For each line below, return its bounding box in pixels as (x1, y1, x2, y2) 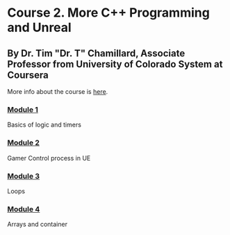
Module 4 (7, 204, 40, 213)
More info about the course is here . (7, 88, 108, 95)
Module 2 (7, 138, 40, 147)
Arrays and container (7, 220, 68, 229)
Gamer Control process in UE (7, 154, 91, 162)
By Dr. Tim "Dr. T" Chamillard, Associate (7, 47, 186, 59)
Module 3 (7, 171, 40, 181)
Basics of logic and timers (7, 120, 82, 129)
